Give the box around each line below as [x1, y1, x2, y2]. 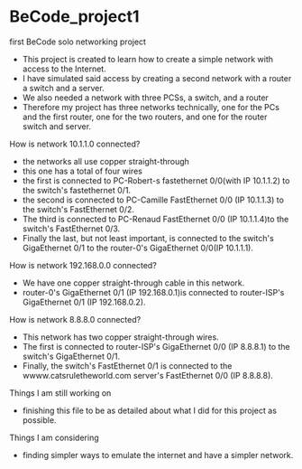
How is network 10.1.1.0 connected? [9, 138, 141, 149]
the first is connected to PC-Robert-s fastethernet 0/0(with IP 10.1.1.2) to [22, 174, 290, 186]
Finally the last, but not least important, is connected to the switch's [22, 232, 275, 243]
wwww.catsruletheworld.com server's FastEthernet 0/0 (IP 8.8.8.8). [22, 370, 273, 380]
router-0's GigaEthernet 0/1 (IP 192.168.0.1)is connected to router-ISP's [22, 286, 285, 297]
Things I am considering [9, 432, 99, 443]
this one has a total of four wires [22, 165, 142, 176]
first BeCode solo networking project [9, 36, 147, 47]
